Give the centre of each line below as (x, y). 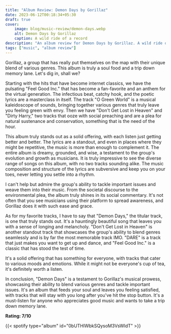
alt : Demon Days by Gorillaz (45, 34)
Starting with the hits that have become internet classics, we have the (78, 83)
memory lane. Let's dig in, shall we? (43, 73)
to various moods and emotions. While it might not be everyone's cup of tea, (85, 264)
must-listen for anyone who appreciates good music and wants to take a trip (85, 300)
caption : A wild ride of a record (51, 39)
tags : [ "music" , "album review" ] (41, 48)
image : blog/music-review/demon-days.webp (60, 29)
